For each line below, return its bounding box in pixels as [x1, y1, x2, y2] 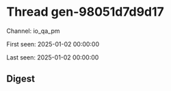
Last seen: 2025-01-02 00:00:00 [6, 53, 99, 62]
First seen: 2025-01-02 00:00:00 [6, 40, 100, 48]
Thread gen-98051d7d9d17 [6, 4, 165, 20]
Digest [6, 73, 36, 85]
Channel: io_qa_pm [6, 27, 60, 35]
